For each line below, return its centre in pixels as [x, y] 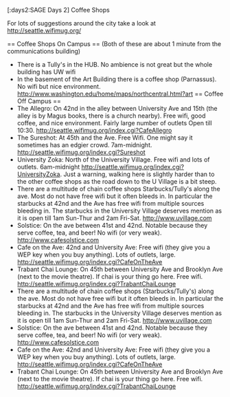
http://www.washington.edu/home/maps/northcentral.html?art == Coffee [120, 94]
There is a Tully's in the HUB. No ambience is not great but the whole [115, 64]
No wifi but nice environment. [59, 86]
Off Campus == [39, 101]
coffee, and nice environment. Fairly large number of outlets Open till [114, 123]
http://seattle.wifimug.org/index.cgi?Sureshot [81, 152]
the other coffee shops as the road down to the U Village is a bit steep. [117, 181]
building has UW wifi [46, 72]
